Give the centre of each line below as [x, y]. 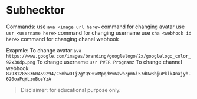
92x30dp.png [21, 62]
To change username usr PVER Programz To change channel [109, 62]
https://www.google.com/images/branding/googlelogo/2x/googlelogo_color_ [99, 56]
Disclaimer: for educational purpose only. [70, 90]
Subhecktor [35, 10]
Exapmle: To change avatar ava [44, 50]
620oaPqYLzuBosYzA [29, 79]
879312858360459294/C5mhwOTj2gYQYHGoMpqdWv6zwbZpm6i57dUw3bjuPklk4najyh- [99, 74]
